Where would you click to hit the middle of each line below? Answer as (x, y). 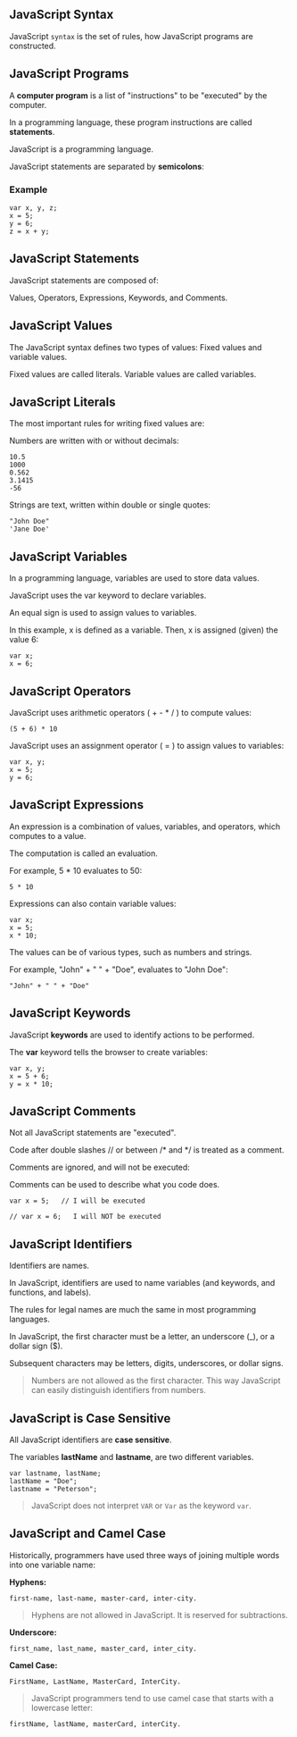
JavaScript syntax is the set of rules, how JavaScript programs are (132, 36)
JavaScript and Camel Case (88, 1534)
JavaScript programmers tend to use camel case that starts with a (153, 1698)
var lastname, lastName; (55, 1473)
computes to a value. (48, 835)
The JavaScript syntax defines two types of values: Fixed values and (136, 347)
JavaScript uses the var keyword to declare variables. (108, 596)
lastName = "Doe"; (43, 1481)
